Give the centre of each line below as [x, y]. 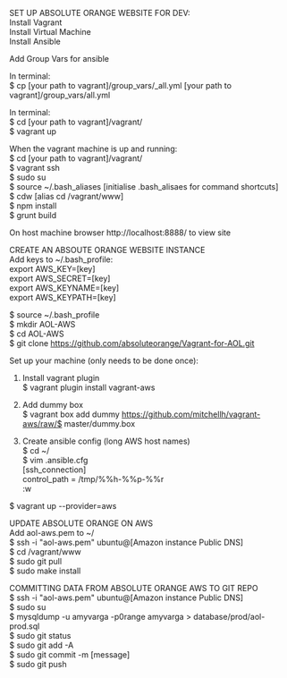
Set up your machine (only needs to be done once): [104, 360]
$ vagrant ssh [35, 168]
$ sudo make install [45, 571]
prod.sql [25, 626]
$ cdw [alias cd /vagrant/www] [67, 196]
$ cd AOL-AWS [37, 334]
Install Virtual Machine [50, 32]
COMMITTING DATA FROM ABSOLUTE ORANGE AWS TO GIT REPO [134, 588]
